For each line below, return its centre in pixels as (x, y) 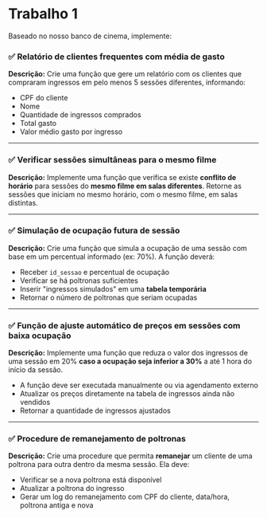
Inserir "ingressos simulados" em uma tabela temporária (113, 288)
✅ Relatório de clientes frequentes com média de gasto (116, 57)
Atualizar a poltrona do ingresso (72, 489)
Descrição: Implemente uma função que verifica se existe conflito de (122, 177)
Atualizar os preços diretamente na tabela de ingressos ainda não (127, 394)
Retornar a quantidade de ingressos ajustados (95, 410)
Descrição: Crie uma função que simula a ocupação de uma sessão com (128, 248)
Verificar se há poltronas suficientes (79, 281)
